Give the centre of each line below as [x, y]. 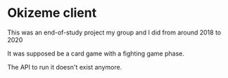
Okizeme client [52, 13]
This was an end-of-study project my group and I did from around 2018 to [114, 32]
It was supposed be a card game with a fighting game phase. [96, 53]
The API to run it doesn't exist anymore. [65, 67]
